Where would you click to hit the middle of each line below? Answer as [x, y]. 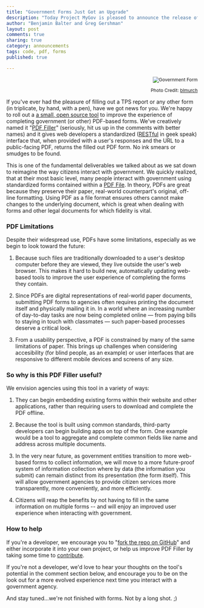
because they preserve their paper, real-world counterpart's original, [92, 191]
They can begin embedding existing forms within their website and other [106, 400]
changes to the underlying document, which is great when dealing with [95, 204]
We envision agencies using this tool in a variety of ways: [78, 388]
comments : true [25, 35]
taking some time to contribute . [46, 555]
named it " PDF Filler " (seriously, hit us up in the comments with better [93, 127]
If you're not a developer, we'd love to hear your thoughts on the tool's [94, 567]
